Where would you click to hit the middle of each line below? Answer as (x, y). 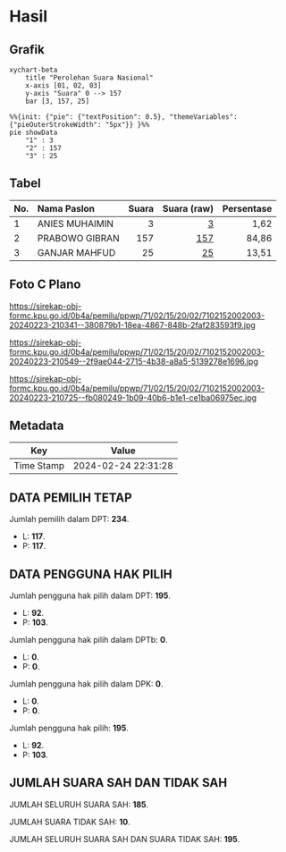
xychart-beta (34, 70)
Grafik (27, 50)
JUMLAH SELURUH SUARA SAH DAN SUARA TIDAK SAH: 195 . (125, 839)
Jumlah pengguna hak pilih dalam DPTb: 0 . (88, 640)
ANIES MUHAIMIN (76, 224)
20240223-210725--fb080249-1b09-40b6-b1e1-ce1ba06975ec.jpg (133, 397)
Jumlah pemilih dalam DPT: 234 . (69, 519)
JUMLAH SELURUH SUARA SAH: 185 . (79, 804)
